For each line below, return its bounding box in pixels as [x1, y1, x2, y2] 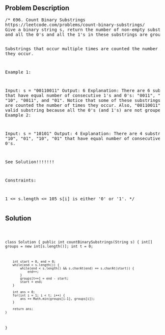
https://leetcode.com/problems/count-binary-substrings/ [5, 22, 145, 28]
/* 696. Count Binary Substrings [5, 17, 86, 23]
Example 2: [5, 112, 31, 118]
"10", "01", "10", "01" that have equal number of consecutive [5, 135, 161, 141]
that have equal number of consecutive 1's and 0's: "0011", [5, 92, 156, 98]
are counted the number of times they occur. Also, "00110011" [5, 102, 161, 108]
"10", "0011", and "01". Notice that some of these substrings [5, 97, 161, 103]
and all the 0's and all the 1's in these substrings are [5, 31, 148, 37]
